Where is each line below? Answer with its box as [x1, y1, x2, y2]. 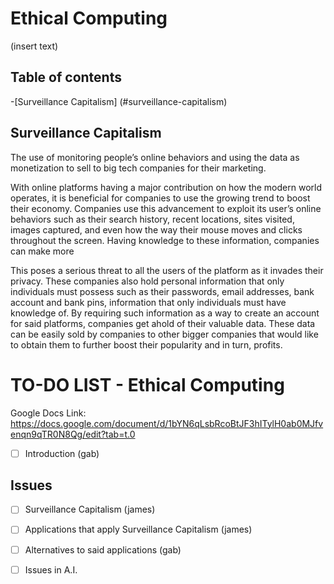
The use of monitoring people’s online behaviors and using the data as [10, 151, 300, 163]
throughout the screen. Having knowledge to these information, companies [10, 234, 320, 246]
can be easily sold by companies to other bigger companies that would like [10, 328, 319, 340]
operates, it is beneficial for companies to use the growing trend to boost [10, 192, 311, 204]
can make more [10, 245, 75, 257]
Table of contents [10, 69, 122, 86]
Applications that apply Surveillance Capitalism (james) [24, 523, 253, 536]
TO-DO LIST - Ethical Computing [10, 373, 285, 396]
